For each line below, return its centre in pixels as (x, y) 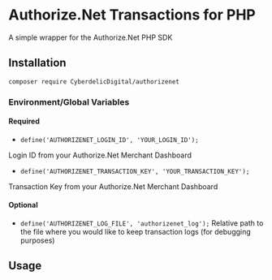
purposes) (37, 240)
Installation (37, 63)
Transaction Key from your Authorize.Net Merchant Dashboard (113, 186)
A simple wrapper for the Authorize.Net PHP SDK (91, 37)
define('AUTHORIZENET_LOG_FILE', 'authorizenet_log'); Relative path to (142, 223)
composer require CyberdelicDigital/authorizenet (94, 82)
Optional (23, 205)
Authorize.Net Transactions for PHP (132, 15)
